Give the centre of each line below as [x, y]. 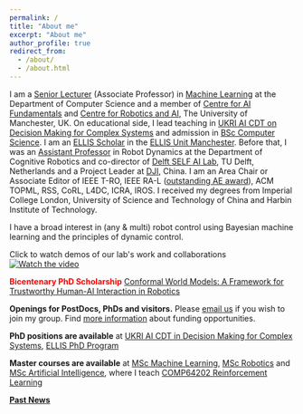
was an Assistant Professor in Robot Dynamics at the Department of [136, 151]
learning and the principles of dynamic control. [96, 236]
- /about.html [44, 69]
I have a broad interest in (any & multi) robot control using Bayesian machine [151, 226]
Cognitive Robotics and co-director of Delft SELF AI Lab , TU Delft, [132, 161]
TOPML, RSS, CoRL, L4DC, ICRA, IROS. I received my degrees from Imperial [151, 190]
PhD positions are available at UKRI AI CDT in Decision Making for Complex [151, 335]
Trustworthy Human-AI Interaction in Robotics [95, 291]
